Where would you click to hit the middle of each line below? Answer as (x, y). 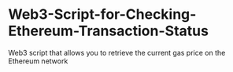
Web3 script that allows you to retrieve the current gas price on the (117, 52)
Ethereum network (38, 61)
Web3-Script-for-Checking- (102, 14)
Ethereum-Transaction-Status (108, 31)
